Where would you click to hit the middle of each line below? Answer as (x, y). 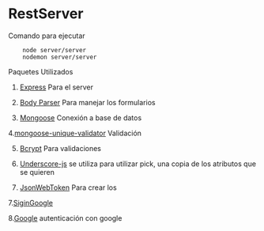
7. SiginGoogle (31, 203)
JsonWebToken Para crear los (68, 187)
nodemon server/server (60, 57)
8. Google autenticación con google (65, 218)
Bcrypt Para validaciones (60, 148)
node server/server (55, 50)
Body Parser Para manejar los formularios (87, 102)
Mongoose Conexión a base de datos (81, 117)
